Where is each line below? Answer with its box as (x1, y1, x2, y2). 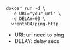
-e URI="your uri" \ (11, 11, 61, 16)
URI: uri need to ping (14, 31, 64, 38)
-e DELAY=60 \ (11, 16, 45, 22)
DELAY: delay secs (14, 38, 60, 44)
